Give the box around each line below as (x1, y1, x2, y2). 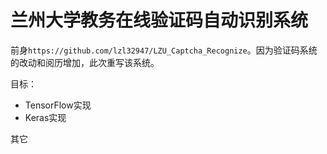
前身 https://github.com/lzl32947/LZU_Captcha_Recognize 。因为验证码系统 (10, 44, 318, 56)
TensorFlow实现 (24, 99, 92, 111)
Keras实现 (24, 111, 67, 123)
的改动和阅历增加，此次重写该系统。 (10, 56, 160, 68)
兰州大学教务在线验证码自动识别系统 (10, 9, 309, 32)
